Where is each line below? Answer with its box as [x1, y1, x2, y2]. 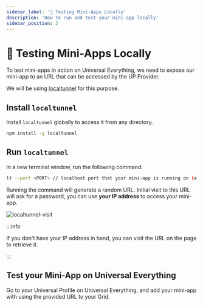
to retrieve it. [6, 241, 38, 248]
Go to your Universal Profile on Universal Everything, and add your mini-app [6, 287, 197, 294]
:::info [6, 223, 21, 230]
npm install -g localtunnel [6, 130, 78, 137]
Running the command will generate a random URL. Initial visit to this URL [6, 186, 190, 193]
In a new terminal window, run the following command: [6, 163, 143, 170]
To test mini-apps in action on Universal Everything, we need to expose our [6, 66, 195, 74]
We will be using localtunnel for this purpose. [6, 85, 120, 92]
